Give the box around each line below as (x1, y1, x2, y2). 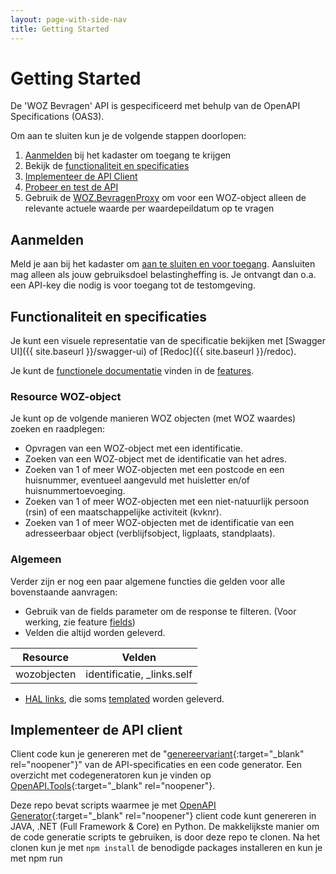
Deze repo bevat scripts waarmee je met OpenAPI (10, 799, 217, 811)
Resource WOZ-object (10, 389, 122, 403)
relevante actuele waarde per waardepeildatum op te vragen (24, 202, 275, 215)
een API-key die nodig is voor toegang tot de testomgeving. (10, 279, 256, 291)
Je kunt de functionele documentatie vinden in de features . (10, 365, 255, 377)
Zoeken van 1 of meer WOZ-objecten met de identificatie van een (24, 517, 295, 529)
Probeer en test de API (24, 181, 119, 193)
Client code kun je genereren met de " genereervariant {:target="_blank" (10, 748, 305, 760)
